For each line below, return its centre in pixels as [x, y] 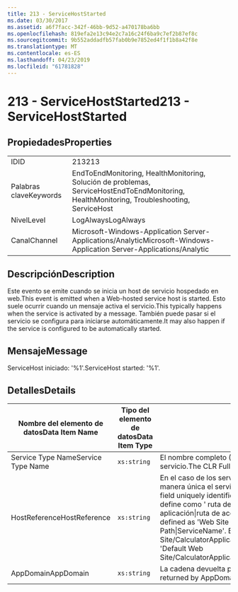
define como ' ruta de [195, 504]
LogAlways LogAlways [109, 220]
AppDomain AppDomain [50, 574]
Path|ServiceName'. [193, 531]
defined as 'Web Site [194, 522]
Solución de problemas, [111, 182]
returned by [180, 578]
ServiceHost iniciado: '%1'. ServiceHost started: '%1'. [84, 368]
